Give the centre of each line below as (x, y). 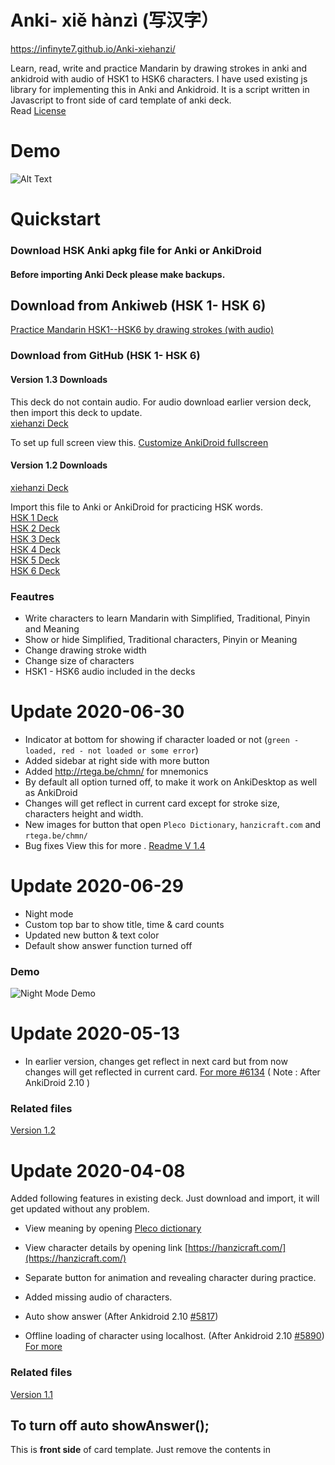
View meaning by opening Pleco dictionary (113, 1228)
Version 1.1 (31, 1394)
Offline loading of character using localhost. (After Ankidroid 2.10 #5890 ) (174, 1336)
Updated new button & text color (92, 935)
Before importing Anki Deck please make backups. (118, 274)
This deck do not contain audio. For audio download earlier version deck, (161, 402)
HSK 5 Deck (35, 560)
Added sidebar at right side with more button (117, 760)
